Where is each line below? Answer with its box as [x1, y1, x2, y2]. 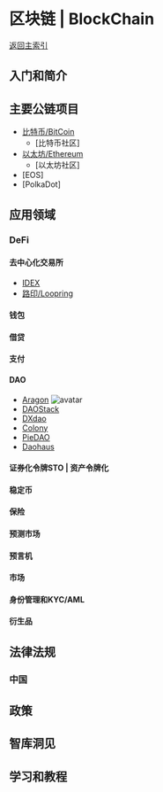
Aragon [21, 394, 49, 405]
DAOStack [21, 403, 60, 414]
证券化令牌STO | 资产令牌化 [9, 462, 109, 473]
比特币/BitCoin [21, 127, 75, 137]
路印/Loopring [21, 288, 73, 299]
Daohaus [21, 441, 55, 452]
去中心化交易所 [9, 257, 63, 268]
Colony [21, 423, 48, 433]
